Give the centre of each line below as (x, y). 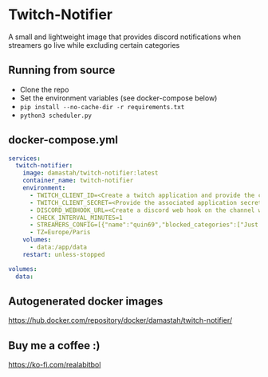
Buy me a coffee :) (54, 346)
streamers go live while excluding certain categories (94, 45)
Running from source (62, 71)
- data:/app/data (58, 247)
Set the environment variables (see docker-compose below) (118, 98)
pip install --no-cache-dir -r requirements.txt (102, 107)
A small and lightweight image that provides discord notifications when (125, 37)
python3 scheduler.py (55, 116)
